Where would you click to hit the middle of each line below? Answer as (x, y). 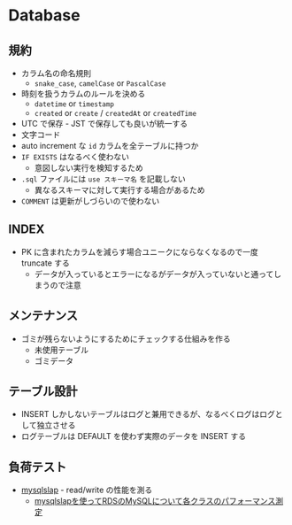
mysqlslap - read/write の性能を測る (87, 490)
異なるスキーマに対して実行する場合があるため (119, 190)
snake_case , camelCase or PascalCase (100, 83)
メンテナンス (43, 316)
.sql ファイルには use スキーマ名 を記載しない (104, 179)
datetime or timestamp (74, 104)
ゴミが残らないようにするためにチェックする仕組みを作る (126, 338)
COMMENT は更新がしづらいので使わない (90, 201)
